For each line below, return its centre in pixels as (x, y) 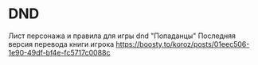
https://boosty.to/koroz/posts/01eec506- (183, 44)
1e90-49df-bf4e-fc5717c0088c (59, 52)
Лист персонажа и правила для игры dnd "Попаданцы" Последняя (122, 36)
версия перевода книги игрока (61, 44)
